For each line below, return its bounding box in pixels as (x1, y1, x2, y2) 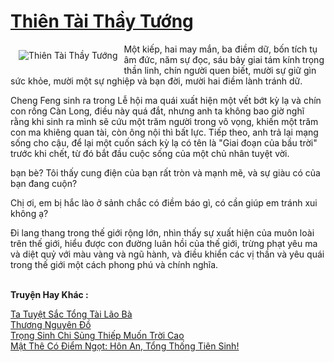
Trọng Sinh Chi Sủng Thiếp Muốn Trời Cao (10, 329, 185, 341)
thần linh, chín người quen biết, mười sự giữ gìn (123, 64, 317, 76)
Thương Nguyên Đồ (10, 318, 92, 330)
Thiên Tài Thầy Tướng (10, 10, 194, 33)
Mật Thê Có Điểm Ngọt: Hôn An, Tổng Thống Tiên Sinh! (10, 340, 240, 352)
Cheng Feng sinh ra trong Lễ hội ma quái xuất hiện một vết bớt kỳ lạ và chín (10, 94, 322, 106)
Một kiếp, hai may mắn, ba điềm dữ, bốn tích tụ (123, 43, 318, 55)
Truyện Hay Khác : (10, 288, 89, 300)
